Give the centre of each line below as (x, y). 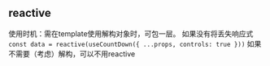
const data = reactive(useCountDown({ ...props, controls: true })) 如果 (135, 43)
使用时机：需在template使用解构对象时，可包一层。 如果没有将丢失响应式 (131, 33)
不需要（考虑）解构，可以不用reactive (72, 54)
